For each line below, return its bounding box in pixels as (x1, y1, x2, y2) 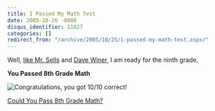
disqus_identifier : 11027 (7, 23, 83, 30)
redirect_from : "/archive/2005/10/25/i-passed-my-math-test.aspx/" (7, 37, 209, 44)
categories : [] (7, 30, 52, 37)
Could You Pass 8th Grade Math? (7, 96, 103, 105)
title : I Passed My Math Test (7, 10, 96, 18)
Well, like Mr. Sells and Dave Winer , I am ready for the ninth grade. (7, 55, 199, 64)
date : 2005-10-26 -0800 (7, 17, 77, 24)
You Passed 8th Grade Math (7, 70, 91, 78)
